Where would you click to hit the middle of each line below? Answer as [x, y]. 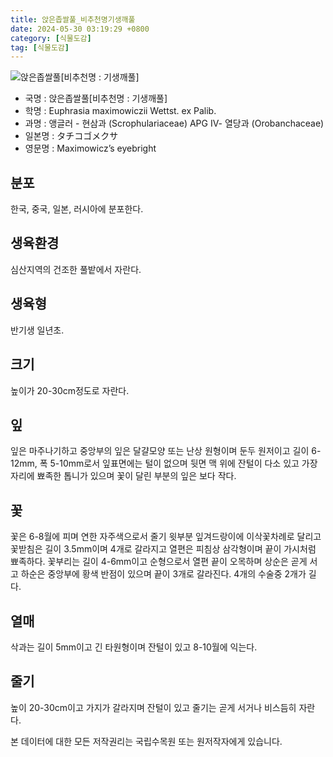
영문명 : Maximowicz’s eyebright [90, 148]
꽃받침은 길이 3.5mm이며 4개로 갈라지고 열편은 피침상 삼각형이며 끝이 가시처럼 [163, 549]
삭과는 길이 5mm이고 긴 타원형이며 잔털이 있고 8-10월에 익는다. [134, 647]
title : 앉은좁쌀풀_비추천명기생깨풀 [73, 19]
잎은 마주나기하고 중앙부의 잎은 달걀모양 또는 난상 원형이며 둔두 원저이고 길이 [160, 451]
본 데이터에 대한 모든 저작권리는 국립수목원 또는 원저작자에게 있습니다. [146, 741]
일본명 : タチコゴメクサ [71, 136]
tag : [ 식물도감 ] [40, 47]
